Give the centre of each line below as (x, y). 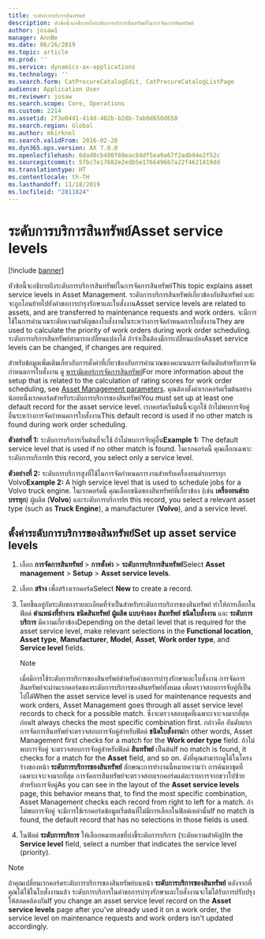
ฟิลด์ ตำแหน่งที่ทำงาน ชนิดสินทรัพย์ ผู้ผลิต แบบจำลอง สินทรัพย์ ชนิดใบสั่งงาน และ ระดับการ (136, 613)
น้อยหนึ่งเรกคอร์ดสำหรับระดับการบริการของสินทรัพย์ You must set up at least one (121, 398)
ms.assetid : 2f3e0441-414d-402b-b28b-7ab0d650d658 (93, 119)
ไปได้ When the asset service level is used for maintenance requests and (135, 696)
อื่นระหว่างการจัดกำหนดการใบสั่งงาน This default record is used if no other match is (131, 415)
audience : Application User (54, 89)
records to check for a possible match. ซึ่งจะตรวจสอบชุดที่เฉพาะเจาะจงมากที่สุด (134, 714)
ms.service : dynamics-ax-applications (72, 67)
